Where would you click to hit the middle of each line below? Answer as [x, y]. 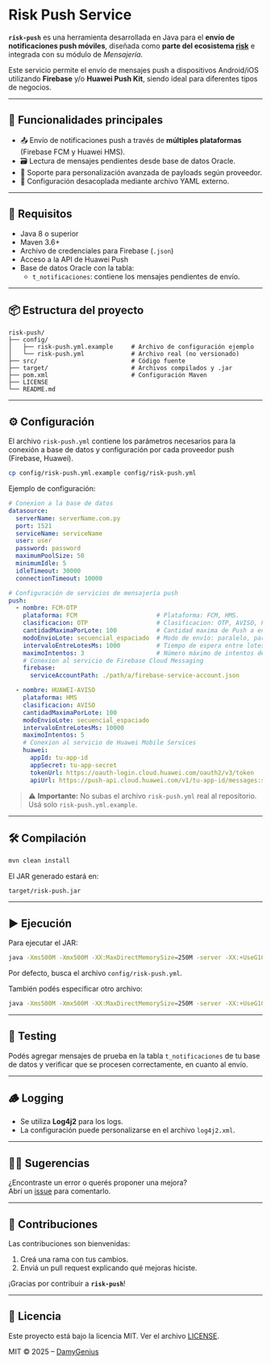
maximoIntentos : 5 [54, 735]
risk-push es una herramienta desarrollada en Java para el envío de [122, 37]
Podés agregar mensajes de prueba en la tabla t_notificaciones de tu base [134, 1056]
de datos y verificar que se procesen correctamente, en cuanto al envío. [128, 1064]
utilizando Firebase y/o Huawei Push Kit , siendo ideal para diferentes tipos [133, 78]
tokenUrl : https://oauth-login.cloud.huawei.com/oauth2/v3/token [142, 773]
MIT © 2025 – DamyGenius [54, 1351]
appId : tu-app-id [59, 758]
